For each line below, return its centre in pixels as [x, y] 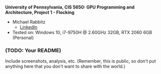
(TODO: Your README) [33, 50]
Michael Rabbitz [29, 22]
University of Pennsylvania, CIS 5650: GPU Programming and [70, 7]
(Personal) [23, 37]
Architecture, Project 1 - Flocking [40, 12]
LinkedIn [29, 27]
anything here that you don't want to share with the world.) [65, 67]
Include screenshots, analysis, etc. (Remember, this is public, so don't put [80, 61]
